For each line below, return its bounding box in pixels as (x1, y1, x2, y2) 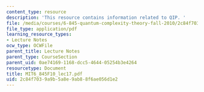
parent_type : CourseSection (6, 54, 78, 60)
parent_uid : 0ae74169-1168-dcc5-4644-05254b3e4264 (6, 59, 137, 65)
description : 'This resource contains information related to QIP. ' (6, 15, 186, 21)
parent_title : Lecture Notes (6, 48, 80, 54)
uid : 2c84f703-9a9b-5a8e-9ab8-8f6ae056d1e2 (6, 76, 118, 82)
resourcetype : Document (6, 65, 67, 71)
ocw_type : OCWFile (6, 43, 53, 49)
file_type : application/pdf (6, 25, 78, 32)
